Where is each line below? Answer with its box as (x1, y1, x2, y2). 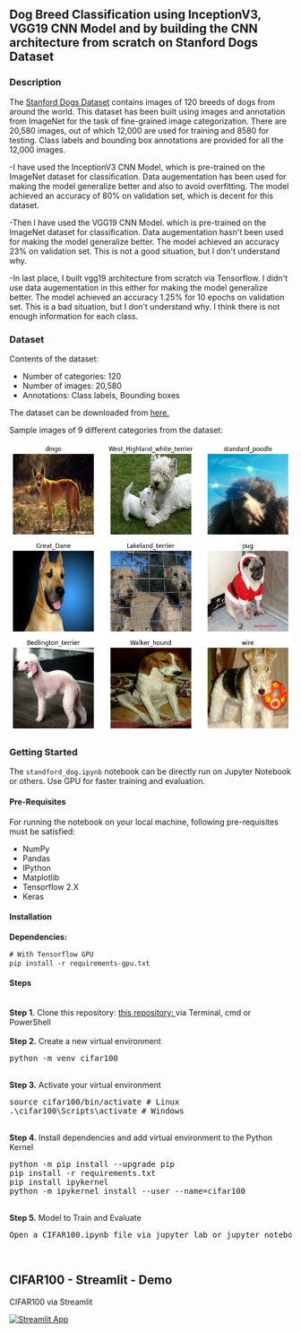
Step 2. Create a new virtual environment (9, 1035, 161, 1046)
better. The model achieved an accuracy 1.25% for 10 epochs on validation (9, 292, 285, 302)
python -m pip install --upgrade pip (9, 1159, 176, 1169)
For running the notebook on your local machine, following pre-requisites (9, 816, 279, 827)
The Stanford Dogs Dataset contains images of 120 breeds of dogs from (9, 96, 276, 107)
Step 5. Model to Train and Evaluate (9, 1212, 142, 1223)
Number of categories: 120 (21, 370, 122, 381)
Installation (9, 911, 52, 922)
